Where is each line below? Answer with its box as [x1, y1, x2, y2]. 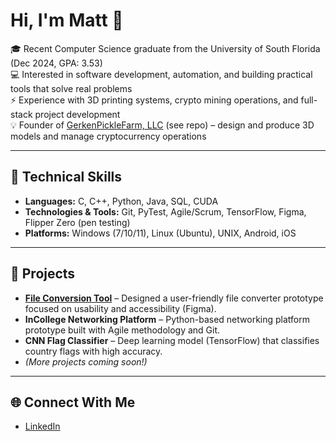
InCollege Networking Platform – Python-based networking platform [24, 313, 311, 325]
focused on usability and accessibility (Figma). [24, 302, 217, 314]
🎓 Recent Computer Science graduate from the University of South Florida [10, 42, 321, 54]
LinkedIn [24, 420, 61, 433]
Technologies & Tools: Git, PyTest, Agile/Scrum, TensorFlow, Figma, [24, 205, 307, 218]
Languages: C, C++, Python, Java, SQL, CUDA [24, 195, 219, 207]
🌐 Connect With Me [10, 394, 136, 411]
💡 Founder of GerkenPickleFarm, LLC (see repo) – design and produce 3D [10, 119, 315, 131]
